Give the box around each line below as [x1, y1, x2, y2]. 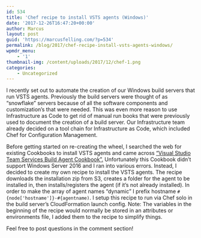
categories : [6, 64, 36, 71]
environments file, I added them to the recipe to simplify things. [6, 213, 163, 221]
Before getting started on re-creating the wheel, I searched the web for [6, 143, 182, 150]
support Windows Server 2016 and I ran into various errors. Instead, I [6, 162, 177, 169]
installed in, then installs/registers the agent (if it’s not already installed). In [6, 182, 190, 189]
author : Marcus [6, 25, 44, 32]
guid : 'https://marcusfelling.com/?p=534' [6, 37, 114, 43]
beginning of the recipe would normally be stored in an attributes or [6, 207, 173, 214]
